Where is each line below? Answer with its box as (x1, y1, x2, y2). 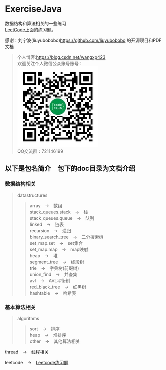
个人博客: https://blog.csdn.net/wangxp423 (17, 54, 106, 60)
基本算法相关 (5, 304, 36, 311)
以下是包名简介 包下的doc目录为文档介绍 (5, 164, 136, 173)
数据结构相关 (5, 181, 36, 188)
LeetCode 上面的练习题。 (5, 26, 56, 33)
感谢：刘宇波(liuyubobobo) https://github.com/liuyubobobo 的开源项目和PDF (5, 37, 162, 43)
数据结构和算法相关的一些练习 (5, 20, 66, 26)
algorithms (17, 315, 40, 321)
